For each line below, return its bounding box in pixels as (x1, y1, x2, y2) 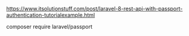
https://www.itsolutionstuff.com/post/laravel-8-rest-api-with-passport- (6, 5, 183, 12)
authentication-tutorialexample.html (6, 11, 95, 19)
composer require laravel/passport (6, 23, 92, 30)
